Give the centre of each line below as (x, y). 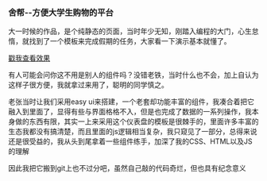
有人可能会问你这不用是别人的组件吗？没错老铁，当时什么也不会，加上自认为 (133, 75)
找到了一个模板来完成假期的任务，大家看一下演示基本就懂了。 (130, 41)
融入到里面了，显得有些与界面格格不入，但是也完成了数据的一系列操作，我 (130, 112)
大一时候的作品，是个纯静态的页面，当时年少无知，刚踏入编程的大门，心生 (130, 31)
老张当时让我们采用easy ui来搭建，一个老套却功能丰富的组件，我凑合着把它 (132, 102)
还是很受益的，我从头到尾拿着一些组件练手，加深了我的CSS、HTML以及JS (130, 141)
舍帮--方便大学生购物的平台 (61, 12)
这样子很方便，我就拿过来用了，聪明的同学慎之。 (88, 85)
